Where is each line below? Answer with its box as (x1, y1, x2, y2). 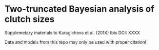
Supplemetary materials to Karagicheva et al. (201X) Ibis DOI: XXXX (4, 30, 140, 35)
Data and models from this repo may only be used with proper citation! (4, 39, 147, 45)
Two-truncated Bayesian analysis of (4, 3, 155, 15)
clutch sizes (4, 14, 55, 25)
